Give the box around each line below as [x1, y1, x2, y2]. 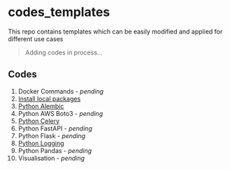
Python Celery [17, 117, 60, 125]
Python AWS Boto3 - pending [17, 109, 103, 117]
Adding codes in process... [24, 48, 103, 57]
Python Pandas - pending [17, 146, 92, 154]
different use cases [8, 34, 64, 43]
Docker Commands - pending [17, 87, 104, 95]
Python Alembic [17, 102, 64, 110]
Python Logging [17, 139, 65, 147]
